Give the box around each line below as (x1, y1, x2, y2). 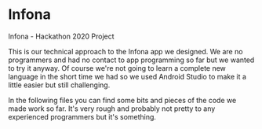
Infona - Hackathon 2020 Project (8, 31, 115, 41)
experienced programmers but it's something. (8, 112, 157, 121)
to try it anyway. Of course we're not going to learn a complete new (8, 63, 226, 72)
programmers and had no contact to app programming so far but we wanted (8, 55, 255, 64)
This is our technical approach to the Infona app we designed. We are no (8, 46, 243, 56)
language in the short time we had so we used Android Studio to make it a (8, 72, 247, 81)
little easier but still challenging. (8, 80, 111, 90)
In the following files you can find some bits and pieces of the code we (8, 95, 237, 105)
